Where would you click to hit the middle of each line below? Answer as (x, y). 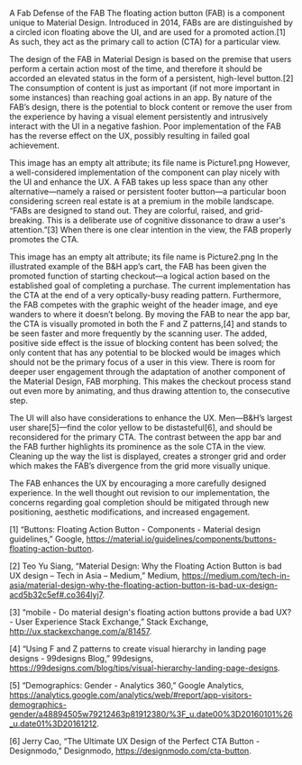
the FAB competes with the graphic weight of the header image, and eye (144, 305)
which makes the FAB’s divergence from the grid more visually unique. (140, 466)
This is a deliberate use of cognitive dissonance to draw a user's (166, 220)
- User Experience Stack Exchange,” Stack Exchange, (109, 622)
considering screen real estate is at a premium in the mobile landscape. (142, 201)
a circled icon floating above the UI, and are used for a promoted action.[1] (147, 32)
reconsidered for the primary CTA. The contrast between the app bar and (146, 437)
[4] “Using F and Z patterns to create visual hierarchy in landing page (138, 649)
